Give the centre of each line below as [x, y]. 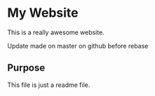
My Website [43, 13]
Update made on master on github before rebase [78, 46]
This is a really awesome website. [56, 32]
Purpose [26, 68]
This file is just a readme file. [49, 85]
